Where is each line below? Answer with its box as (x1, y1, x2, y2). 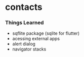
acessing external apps (12, 36, 60, 42)
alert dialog (12, 41, 36, 47)
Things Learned (5, 19, 44, 26)
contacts (5, 1, 42, 13)
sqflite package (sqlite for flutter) (12, 30, 80, 36)
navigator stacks (12, 46, 46, 52)
